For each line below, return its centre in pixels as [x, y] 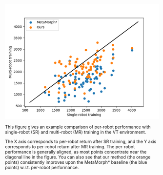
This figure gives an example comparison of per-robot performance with [78, 127]
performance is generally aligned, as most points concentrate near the [76, 152]
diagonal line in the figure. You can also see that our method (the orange [78, 157]
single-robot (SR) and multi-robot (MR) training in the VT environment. [76, 132]
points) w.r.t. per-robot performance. [42, 167]
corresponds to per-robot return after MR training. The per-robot [70, 147]
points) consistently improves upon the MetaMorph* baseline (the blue [76, 162]
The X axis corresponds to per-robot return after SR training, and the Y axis [81, 141]
